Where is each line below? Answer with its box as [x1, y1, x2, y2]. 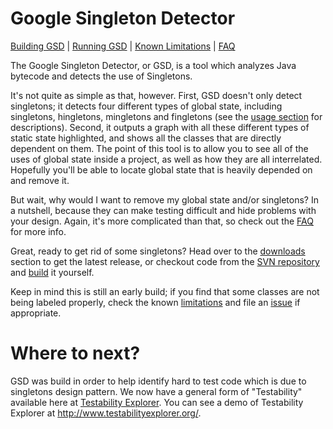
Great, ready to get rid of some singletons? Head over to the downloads [10, 245, 306, 257]
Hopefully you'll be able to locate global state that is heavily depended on [10, 163, 313, 176]
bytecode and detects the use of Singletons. [10, 70, 193, 82]
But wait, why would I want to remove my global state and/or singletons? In [10, 193, 319, 206]
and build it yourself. [10, 266, 95, 278]
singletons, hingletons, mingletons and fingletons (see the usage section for [10, 110, 323, 122]
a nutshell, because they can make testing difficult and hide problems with [10, 204, 317, 216]
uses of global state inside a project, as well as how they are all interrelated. [10, 153, 323, 165]
